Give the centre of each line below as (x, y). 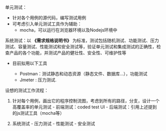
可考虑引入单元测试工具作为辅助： (47, 24)
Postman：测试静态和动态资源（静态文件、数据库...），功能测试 (83, 74)
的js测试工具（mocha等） (38, 113)
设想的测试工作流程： (27, 90)
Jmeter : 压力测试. (38, 80)
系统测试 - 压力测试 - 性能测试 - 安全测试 (54, 124)
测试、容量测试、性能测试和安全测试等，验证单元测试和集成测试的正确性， (81, 47)
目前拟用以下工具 (30, 63)
